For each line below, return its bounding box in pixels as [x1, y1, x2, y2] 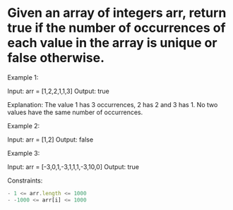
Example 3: [7, 149, 40, 157]
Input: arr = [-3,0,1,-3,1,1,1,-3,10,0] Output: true [7, 162, 140, 171]
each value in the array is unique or [7, 35, 217, 51]
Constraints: [7, 176, 43, 185]
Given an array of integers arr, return [7, 5, 227, 21]
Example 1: [7, 73, 39, 82]
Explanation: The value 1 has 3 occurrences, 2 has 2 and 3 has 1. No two [7, 100, 218, 109]
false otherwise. [7, 50, 104, 66]
